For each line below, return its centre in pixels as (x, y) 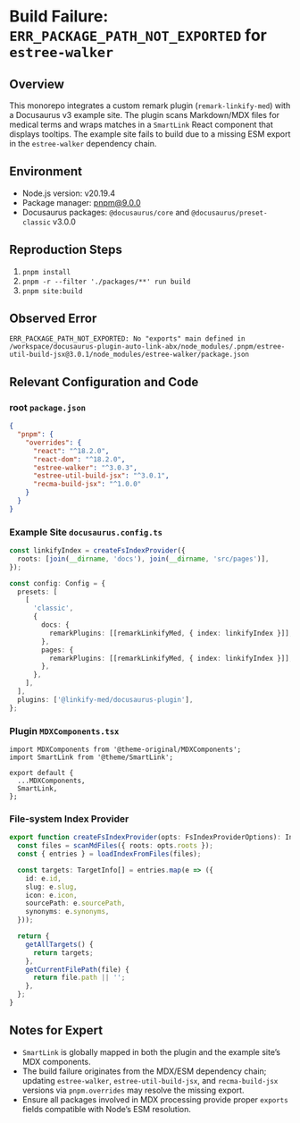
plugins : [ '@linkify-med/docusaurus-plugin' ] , (105, 699)
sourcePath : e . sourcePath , (75, 903)
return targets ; (63, 953)
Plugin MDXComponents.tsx (64, 730)
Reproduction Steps (66, 250)
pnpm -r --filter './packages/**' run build (106, 282)
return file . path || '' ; (79, 978)
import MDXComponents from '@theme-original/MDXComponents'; (125, 749)
